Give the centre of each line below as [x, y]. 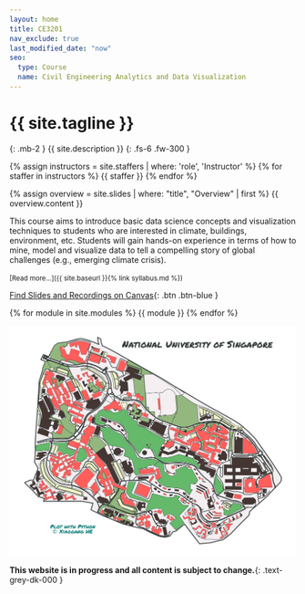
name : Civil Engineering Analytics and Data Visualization [132, 78]
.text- [273, 569]
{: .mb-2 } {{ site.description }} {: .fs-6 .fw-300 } [100, 148]
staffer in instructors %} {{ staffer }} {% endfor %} [103, 176]
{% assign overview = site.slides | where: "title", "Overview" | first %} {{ [144, 193]
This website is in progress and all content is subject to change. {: [135, 569]
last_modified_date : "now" [61, 48]
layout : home [34, 19]
